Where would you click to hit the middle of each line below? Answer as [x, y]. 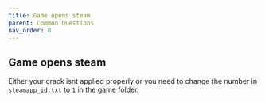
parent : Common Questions [51, 23]
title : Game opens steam [49, 15]
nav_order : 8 [30, 30]
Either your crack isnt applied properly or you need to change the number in [132, 81]
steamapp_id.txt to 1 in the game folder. [74, 90]
